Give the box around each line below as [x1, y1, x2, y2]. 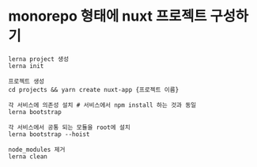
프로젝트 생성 [8, 77, 45, 85]
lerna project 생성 [8, 55, 70, 63]
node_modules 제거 [8, 146, 66, 154]
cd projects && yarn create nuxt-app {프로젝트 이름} [8, 85, 180, 93]
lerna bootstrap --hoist [8, 130, 90, 139]
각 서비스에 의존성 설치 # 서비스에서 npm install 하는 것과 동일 [8, 101, 197, 109]
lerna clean [8, 152, 47, 161]
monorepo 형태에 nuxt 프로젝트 [8, 7, 207, 25]
